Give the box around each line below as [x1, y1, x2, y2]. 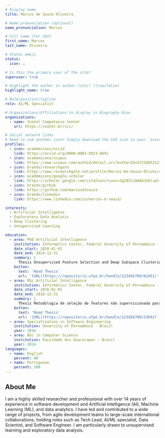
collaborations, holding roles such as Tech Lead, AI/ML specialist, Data [5, 416, 148, 422]
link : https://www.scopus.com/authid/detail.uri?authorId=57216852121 [14, 160, 162, 165]
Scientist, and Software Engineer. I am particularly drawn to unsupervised [5, 422, 154, 428]
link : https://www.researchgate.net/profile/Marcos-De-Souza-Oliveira [14, 169, 162, 174]
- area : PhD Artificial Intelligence [9, 237, 87, 242]
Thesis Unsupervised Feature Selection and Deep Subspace [18, 260, 139, 265]
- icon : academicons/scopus [9, 155, 67, 160]
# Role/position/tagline [5, 97, 56, 102]
